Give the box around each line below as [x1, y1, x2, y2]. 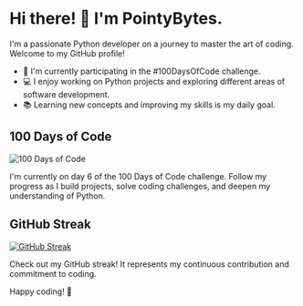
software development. [22, 88, 110, 99]
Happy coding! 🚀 [9, 286, 73, 297]
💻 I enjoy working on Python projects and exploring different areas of [22, 76, 286, 87]
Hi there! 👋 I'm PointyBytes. [9, 8, 224, 29]
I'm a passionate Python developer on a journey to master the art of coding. [9, 38, 294, 49]
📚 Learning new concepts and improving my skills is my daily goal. [22, 99, 276, 110]
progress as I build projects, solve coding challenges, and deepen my [9, 180, 271, 191]
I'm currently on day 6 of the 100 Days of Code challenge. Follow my [9, 170, 267, 181]
